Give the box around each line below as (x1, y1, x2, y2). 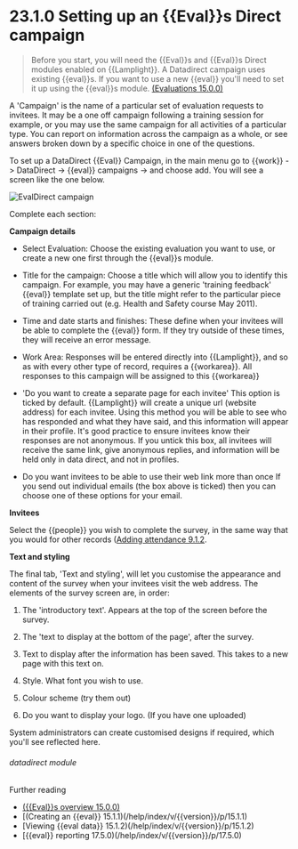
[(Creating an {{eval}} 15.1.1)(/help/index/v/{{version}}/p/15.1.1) (21, 812, 247, 822)
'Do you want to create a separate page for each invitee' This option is (21, 387, 280, 398)
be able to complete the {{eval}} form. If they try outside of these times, (21, 325, 285, 336)
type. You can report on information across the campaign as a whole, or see (9, 128, 288, 139)
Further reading (9, 785, 67, 796)
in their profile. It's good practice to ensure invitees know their (21, 425, 251, 436)
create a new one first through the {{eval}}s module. (21, 252, 213, 263)
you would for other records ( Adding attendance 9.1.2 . (9, 534, 207, 545)
